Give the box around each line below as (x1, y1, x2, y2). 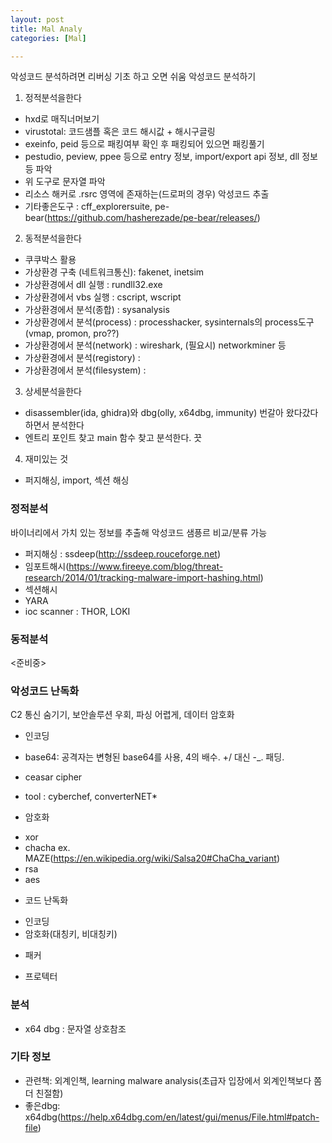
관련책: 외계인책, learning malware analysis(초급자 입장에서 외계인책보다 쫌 (24, 1074, 323, 1086)
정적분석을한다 (24, 92, 82, 104)
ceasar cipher (24, 771, 83, 783)
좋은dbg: (24, 1099, 61, 1111)
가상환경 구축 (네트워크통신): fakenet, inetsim (24, 266, 205, 278)
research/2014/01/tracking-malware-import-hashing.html (24, 571, 261, 583)
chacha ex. (24, 842, 71, 854)
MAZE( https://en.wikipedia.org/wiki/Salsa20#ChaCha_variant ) (24, 852, 280, 865)
